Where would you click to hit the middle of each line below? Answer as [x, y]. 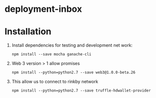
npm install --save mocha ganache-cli [51, 54]
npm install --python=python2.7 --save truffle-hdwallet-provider [81, 91]
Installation [28, 32]
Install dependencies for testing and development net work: [72, 45]
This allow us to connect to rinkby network [55, 82]
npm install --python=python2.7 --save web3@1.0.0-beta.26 [74, 72]
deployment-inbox [43, 9]
